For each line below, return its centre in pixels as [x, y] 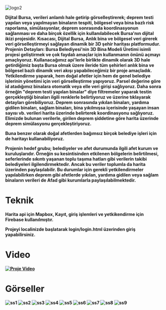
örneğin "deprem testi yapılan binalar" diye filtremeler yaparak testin [78, 92]
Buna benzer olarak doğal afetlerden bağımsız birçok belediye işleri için [81, 133]
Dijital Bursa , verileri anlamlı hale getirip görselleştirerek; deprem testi [79, 17]
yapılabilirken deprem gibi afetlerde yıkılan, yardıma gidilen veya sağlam [82, 175]
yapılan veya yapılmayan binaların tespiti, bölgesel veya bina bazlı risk [80, 23]
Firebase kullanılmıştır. [29, 219]
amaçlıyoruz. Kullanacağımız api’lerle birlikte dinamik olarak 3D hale [78, 60]
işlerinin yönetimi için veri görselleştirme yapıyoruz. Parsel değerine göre [83, 81]
